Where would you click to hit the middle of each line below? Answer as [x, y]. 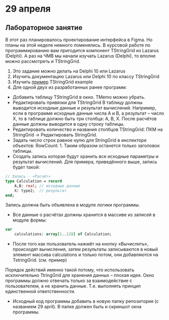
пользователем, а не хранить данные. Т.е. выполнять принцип [73, 286]
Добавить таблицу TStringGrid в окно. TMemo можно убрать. [79, 97]
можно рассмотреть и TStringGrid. [43, 61]
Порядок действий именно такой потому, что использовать [70, 270]
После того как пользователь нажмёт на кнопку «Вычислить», [80, 244]
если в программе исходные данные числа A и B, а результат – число [88, 113]
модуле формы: [30, 220]
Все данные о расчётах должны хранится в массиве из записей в [84, 215]
